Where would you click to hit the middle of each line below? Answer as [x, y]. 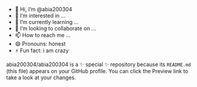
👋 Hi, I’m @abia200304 [43, 9]
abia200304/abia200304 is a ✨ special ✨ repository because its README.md [99, 64]
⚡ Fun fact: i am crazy [42, 50]
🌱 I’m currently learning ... [47, 22]
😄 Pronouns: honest [40, 44]
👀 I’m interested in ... [40, 16]
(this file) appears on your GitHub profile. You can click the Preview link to [97, 71]
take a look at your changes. [41, 77]
